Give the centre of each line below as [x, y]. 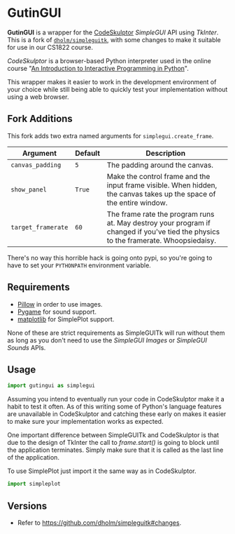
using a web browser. [38, 97]
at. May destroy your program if [159, 222]
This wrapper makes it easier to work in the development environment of [112, 81]
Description [166, 153]
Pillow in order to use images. [60, 304]
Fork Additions [40, 119]
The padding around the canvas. [160, 165]
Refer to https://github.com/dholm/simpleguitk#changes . [99, 522]
